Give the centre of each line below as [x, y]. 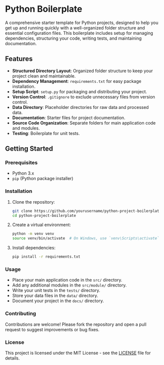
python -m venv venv [33, 234]
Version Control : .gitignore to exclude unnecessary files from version [83, 97]
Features [19, 59]
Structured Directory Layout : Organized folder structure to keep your [82, 71]
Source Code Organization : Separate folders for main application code [84, 123]
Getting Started [29, 149]
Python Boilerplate [44, 9]
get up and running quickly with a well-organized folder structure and [75, 27]
